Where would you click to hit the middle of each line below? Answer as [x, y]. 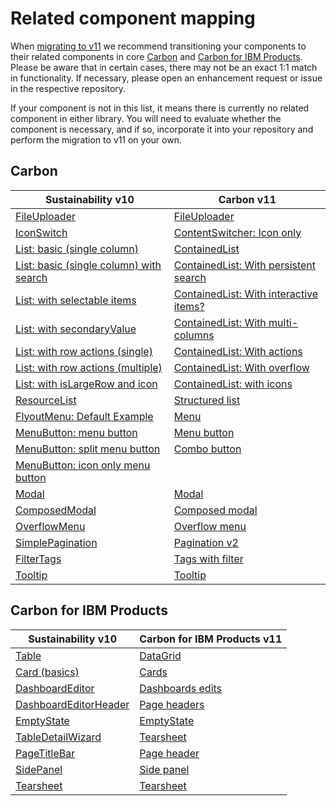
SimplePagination [56, 542]
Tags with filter [208, 559]
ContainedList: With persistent [245, 265]
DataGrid [160, 655]
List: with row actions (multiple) [89, 367]
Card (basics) [47, 672]
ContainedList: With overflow [241, 367]
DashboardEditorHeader [72, 704]
